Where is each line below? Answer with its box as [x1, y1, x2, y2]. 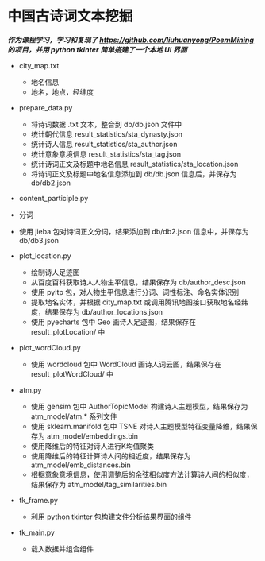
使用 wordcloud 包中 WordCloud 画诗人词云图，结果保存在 [30, 359, 222, 369]
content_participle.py [18, 193, 89, 203]
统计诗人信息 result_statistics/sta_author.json [30, 139, 178, 149]
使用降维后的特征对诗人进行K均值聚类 [30, 441, 154, 451]
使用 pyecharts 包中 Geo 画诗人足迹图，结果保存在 [30, 317, 196, 327]
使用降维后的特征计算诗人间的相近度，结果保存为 [30, 451, 191, 461]
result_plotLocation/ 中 [30, 327, 106, 336]
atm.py [18, 385, 42, 394]
